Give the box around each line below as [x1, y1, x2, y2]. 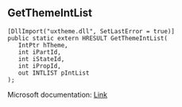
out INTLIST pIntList [17, 69, 90, 77]
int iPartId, [17, 48, 61, 56]
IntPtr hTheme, [17, 41, 68, 49]
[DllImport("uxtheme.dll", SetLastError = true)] [7, 27, 176, 35]
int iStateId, [17, 55, 65, 63]
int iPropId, [17, 62, 61, 70]
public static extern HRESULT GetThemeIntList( [7, 34, 168, 42]
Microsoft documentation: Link [7, 90, 108, 99]
